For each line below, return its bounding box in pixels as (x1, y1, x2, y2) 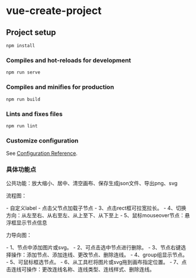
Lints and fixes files (6, 110, 63, 118)
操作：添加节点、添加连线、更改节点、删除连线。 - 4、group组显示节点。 (11, 251, 188, 258)
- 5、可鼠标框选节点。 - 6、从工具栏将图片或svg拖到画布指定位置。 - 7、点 (6, 259, 187, 266)
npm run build (6, 96, 41, 102)
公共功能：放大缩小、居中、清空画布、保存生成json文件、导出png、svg (6, 180, 178, 187)
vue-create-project (6, 4, 102, 18)
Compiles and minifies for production (6, 83, 114, 91)
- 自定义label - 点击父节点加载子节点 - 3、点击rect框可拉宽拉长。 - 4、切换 (6, 204, 187, 211)
